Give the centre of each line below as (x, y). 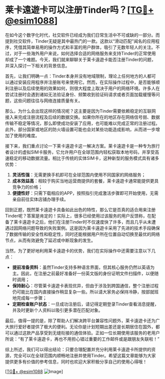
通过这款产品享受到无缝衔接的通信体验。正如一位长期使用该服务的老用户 (87, 333)
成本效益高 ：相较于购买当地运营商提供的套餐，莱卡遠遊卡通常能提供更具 (85, 181)
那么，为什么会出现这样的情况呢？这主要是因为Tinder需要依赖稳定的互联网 (81, 111)
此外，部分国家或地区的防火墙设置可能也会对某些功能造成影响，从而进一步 (80, 129)
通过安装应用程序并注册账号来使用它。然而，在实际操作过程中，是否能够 (82, 82)
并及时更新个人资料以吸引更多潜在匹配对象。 (57, 310)
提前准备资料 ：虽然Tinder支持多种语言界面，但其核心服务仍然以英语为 (83, 267)
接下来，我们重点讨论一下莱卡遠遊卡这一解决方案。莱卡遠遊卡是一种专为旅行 (82, 146)
